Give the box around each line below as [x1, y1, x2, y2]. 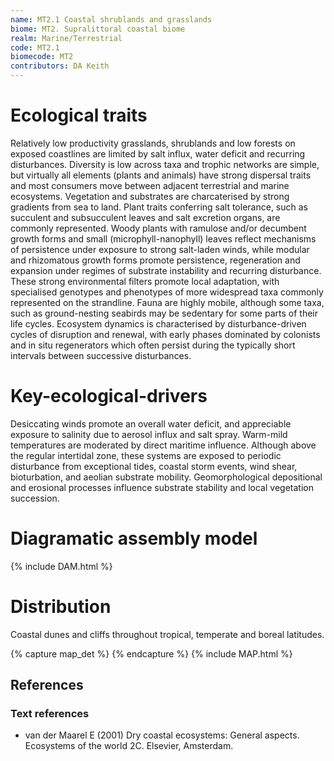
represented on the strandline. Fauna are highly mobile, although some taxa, [10, 296, 325, 308]
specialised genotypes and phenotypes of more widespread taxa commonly [10, 286, 324, 298]
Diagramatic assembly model [10, 527, 258, 550]
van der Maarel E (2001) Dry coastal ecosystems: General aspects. [24, 729, 300, 741]
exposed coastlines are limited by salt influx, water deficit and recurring [10, 147, 306, 160]
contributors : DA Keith [10, 61, 110, 71]
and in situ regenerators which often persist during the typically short [10, 339, 296, 351]
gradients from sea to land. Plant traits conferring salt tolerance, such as [10, 201, 308, 213]
